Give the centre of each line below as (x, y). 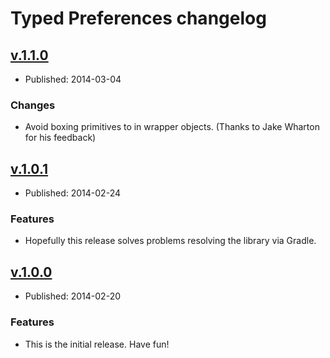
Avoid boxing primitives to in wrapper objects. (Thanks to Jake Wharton (172, 127)
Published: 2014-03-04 (73, 79)
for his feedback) (60, 138)
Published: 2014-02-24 (72, 193)
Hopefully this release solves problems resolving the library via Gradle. (170, 241)
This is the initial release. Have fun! (97, 344)
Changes (33, 105)
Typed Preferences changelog (138, 18)
